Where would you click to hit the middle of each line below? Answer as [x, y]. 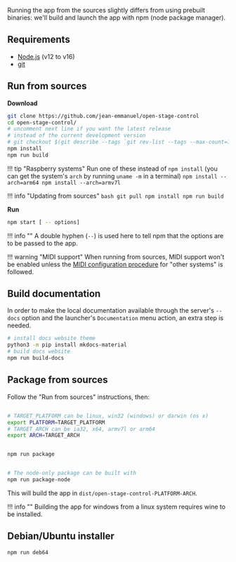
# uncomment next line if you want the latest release [89, 129]
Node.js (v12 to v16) [46, 56]
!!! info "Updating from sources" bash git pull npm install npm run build [116, 195]
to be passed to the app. [43, 243]
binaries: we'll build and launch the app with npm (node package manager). [117, 18]
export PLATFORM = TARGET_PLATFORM [56, 422]
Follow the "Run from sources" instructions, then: [78, 397]
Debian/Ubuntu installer [61, 536]
